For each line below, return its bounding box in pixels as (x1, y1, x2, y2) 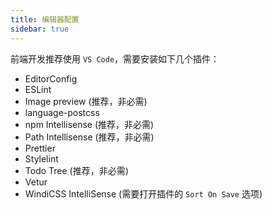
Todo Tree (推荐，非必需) (24, 164, 129, 176)
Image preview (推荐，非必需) (24, 95, 148, 107)
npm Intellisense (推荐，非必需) (24, 118, 155, 130)
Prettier (24, 142, 56, 154)
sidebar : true (10, 24, 70, 34)
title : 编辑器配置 (10, 14, 80, 25)
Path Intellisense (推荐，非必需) (24, 131, 155, 143)
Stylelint (24, 152, 59, 165)
